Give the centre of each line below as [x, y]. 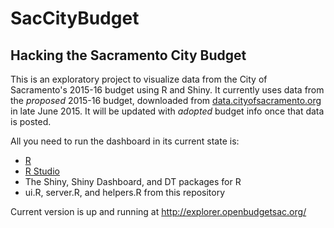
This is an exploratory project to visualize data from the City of [139, 79]
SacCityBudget [75, 18]
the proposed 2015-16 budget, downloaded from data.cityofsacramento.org [166, 100]
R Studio [42, 171]
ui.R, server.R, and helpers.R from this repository [125, 192]
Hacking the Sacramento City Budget [128, 55]
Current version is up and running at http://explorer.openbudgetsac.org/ [158, 211]
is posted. [31, 121]
